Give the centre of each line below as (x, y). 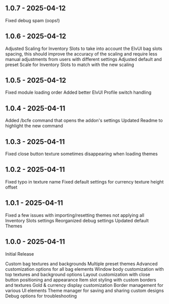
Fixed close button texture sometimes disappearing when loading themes (81, 154)
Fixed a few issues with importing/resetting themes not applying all (75, 215)
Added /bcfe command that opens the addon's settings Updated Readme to (84, 120)
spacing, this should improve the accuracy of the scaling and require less (81, 54)
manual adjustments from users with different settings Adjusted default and (84, 59)
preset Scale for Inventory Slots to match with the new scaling (70, 65)
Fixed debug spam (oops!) (33, 20)
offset (11, 187)
